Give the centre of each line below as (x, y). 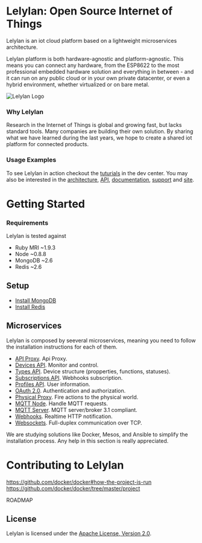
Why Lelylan (25, 112)
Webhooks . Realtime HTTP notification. (64, 416)
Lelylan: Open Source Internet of (90, 11)
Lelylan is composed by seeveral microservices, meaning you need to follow (101, 340)
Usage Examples (31, 160)
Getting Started (46, 204)
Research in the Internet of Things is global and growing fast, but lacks (94, 125)
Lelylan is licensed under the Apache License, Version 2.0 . (79, 533)
